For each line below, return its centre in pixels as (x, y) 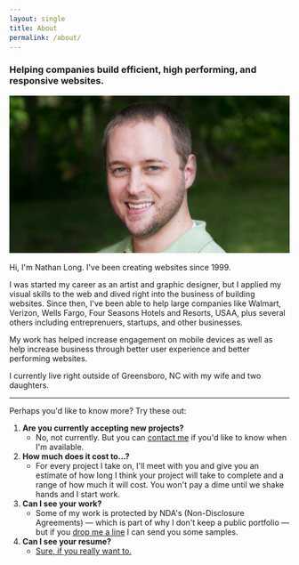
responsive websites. (57, 81)
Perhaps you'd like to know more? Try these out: (98, 411)
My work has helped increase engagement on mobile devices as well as (141, 340)
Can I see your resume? (67, 542)
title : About (33, 28)
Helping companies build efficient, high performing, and (133, 69)
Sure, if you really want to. (83, 551)
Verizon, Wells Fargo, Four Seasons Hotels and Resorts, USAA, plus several (148, 313)
